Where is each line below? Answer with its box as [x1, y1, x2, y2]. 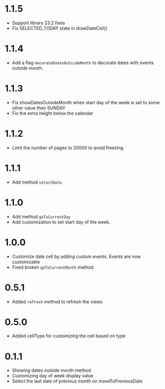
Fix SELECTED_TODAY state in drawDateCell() [12, 25, 108, 31]
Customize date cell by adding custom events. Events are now [12, 253, 141, 260]
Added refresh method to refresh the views [12, 298, 103, 305]
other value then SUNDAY [12, 105, 66, 111]
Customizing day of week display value [12, 373, 94, 379]
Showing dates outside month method [12, 367, 91, 373]
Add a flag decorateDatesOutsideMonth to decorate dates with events [12, 59, 154, 66]
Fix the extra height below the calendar [12, 110, 94, 116]
